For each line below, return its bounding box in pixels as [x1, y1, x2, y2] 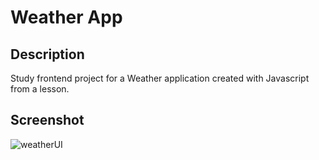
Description [10, 46, 85, 63]
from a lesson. [10, 83, 70, 95]
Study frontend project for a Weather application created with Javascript [10, 72, 310, 84]
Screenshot [10, 112, 85, 129]
